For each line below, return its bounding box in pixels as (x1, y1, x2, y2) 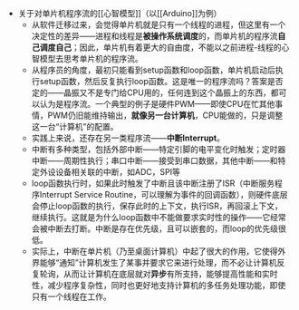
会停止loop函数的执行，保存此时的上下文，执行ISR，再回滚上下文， (31, 200, 284, 211)
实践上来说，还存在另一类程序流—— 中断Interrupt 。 (31, 132, 225, 143)
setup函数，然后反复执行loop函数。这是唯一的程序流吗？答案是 (39, 76, 276, 86)
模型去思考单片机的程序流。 (39, 53, 143, 63)
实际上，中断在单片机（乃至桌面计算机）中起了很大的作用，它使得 (31, 246, 278, 257)
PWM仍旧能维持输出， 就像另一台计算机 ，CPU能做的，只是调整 (47, 110, 284, 121)
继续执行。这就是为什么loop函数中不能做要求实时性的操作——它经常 (31, 212, 287, 222)
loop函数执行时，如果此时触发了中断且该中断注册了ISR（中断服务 (31, 178, 275, 189)
